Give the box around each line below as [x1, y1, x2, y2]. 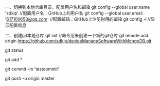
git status [5, 47, 24, 53]
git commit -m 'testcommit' [5, 66, 59, 72]
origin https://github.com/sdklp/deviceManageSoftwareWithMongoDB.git [5, 38, 152, 43]
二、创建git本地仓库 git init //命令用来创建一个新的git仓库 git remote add [5, 33, 149, 38]
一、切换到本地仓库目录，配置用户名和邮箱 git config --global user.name [5, 4, 150, 10]
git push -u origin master [5, 75, 55, 81]
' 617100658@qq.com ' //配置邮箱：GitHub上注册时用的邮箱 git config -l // [5, 16, 151, 22]
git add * [5, 57, 23, 62]
